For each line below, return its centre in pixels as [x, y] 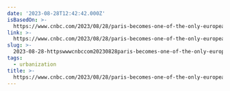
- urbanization [35, 64]
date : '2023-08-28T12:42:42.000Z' [56, 13]
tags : [15, 58]
